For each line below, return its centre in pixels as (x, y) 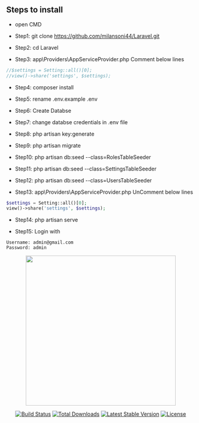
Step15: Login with (37, 232)
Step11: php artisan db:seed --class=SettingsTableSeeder (86, 169)
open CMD (28, 24)
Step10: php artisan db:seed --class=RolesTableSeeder (83, 157)
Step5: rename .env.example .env (56, 99)
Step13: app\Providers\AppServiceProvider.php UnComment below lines (104, 192)
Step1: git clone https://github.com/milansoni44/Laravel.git (87, 36)
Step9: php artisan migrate (48, 145)
